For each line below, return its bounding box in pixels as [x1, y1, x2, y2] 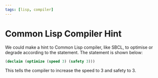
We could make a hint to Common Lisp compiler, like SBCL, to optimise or [5, 44, 153, 50]
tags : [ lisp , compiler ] [5, 7, 54, 12]
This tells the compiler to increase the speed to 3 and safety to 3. [5, 68, 136, 74]
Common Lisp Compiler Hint [5, 28, 122, 39]
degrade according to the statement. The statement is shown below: [5, 49, 143, 55]
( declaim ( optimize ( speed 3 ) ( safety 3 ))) [5, 59, 95, 64]
